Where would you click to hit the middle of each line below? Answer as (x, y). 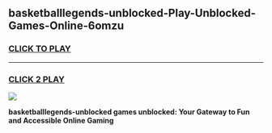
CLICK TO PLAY (40, 49)
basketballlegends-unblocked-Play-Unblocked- (132, 13)
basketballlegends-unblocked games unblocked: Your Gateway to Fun (129, 111)
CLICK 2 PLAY (36, 79)
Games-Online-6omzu (66, 26)
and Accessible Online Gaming (61, 120)
